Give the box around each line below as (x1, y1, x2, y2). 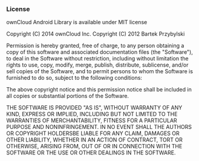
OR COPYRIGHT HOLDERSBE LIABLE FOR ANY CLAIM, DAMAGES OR (6, 130, 180, 137)
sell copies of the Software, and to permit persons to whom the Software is (6, 68, 194, 75)
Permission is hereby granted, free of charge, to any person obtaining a (6, 42, 184, 50)
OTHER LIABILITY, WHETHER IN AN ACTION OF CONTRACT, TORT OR (6, 136, 183, 143)
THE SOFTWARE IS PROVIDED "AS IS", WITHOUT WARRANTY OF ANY (6, 104, 183, 111)
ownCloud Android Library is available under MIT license (6, 19, 148, 26)
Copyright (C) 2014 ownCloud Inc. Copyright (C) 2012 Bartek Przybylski (6, 30, 185, 38)
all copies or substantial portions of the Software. (6, 93, 129, 100)
